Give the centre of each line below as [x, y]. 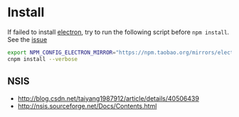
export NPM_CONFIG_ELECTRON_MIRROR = [62, 52]
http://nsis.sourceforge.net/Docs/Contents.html [87, 106]
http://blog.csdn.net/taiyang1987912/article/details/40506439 [108, 98]
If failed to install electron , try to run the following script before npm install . [118, 32]
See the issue [27, 39]
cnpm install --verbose [43, 59]
